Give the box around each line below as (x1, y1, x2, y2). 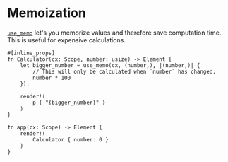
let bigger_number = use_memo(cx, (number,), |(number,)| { (20, 62, 200, 69)
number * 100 (32, 74, 71, 81)
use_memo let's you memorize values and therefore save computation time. (7, 28, 222, 37)
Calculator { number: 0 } (32, 136, 109, 143)
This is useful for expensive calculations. (7, 35, 126, 44)
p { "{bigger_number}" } (32, 99, 106, 106)
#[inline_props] (7, 50, 55, 57)
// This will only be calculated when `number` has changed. (32, 68, 217, 75)
